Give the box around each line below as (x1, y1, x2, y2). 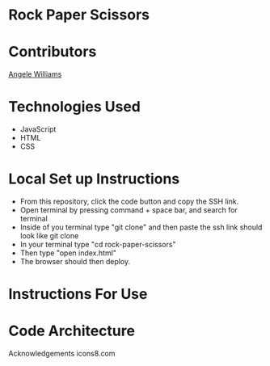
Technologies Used (8, 98, 141, 116)
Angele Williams (8, 69, 62, 79)
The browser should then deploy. (19, 257, 131, 266)
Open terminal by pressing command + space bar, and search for (19, 205, 238, 215)
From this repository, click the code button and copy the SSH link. (19, 196, 239, 206)
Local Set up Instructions (8, 170, 180, 188)
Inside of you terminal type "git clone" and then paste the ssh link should (19, 222, 263, 232)
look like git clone (19, 231, 79, 240)
